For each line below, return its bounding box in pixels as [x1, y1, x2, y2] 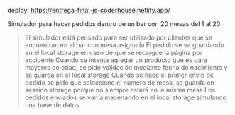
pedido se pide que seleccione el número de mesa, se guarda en [24, 78, 214, 87]
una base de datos [24, 101, 80, 109]
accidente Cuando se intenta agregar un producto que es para [24, 56, 208, 64]
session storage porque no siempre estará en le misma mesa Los [24, 86, 216, 94]
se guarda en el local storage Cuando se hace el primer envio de [24, 71, 214, 79]
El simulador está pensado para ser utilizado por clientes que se [24, 33, 213, 42]
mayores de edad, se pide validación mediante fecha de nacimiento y [24, 63, 229, 71]
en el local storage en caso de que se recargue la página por [24, 49, 203, 56]
